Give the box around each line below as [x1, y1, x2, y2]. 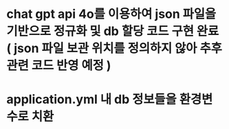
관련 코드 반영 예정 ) [6, 58, 111, 73]
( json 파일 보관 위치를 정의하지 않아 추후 [6, 40, 223, 56]
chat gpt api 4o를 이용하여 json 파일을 [6, 6, 217, 22]
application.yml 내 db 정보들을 [6, 92, 177, 107]
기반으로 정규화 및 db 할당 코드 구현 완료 [6, 23, 219, 39]
